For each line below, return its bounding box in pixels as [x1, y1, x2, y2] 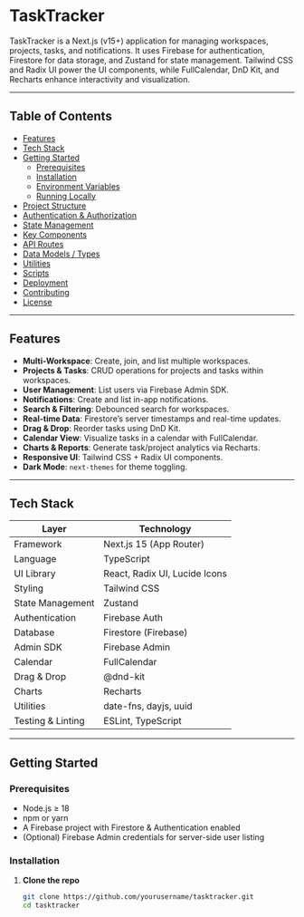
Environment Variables [35, 180, 120, 191]
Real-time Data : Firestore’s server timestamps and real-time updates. [22, 413, 282, 424]
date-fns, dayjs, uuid [103, 700, 193, 712]
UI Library [14, 567, 56, 580]
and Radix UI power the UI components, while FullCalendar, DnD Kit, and [9, 64, 280, 75]
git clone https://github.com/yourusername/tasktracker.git [22, 893, 254, 902]
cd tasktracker [22, 901, 81, 911]
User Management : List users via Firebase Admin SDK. [22, 384, 229, 395]
